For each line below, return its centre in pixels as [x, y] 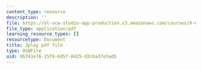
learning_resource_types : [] [43, 34]
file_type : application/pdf [41, 28]
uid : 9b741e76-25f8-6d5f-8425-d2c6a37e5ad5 [62, 56]
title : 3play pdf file [35, 46]
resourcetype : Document [36, 40]
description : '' [26, 17]
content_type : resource [36, 12]
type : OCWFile [24, 51]
